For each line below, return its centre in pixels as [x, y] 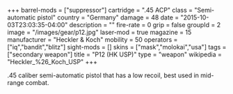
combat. [37, 83]
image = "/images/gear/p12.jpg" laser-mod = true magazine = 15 [99, 32]
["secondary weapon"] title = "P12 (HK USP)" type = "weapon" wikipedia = [115, 54]
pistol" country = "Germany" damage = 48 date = [108, 17]
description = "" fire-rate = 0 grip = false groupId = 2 [145, 25]
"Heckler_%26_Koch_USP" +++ [53, 62]
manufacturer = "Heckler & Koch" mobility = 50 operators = [93, 40]
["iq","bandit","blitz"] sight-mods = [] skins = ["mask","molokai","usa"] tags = [117, 47]
